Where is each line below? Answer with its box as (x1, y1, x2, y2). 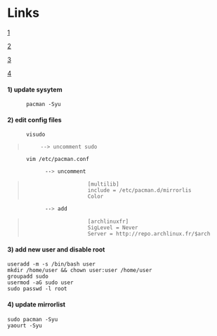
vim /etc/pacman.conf (25, 156, 90, 163)
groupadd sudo (7, 273, 49, 280)
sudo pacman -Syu (7, 316, 58, 323)
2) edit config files (7, 115, 62, 124)
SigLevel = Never (87, 224, 138, 231)
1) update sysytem (7, 85, 63, 93)
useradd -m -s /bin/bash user (7, 261, 96, 268)
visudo (25, 131, 46, 138)
